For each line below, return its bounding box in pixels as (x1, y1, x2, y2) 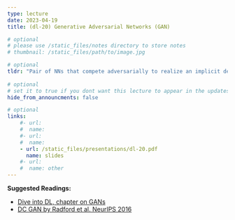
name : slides (25, 152, 64, 159)
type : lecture (7, 10, 49, 17)
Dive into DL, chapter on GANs (17, 198, 106, 206)
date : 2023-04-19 (7, 17, 58, 24)
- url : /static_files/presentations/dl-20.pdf (20, 145, 158, 152)
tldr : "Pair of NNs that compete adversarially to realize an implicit (7, 68, 220, 75)
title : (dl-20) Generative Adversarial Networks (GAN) (7, 23, 171, 30)
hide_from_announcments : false (7, 94, 99, 101)
